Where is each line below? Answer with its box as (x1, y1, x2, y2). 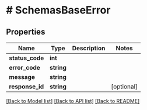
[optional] (110, 82, 138, 91)
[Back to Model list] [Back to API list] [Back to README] (6, 98, 140, 104)
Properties (6, 27, 45, 37)
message (9, 73, 35, 81)
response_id (9, 82, 44, 91)
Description (72, 44, 106, 52)
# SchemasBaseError (6, 4, 111, 17)
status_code (9, 54, 44, 62)
